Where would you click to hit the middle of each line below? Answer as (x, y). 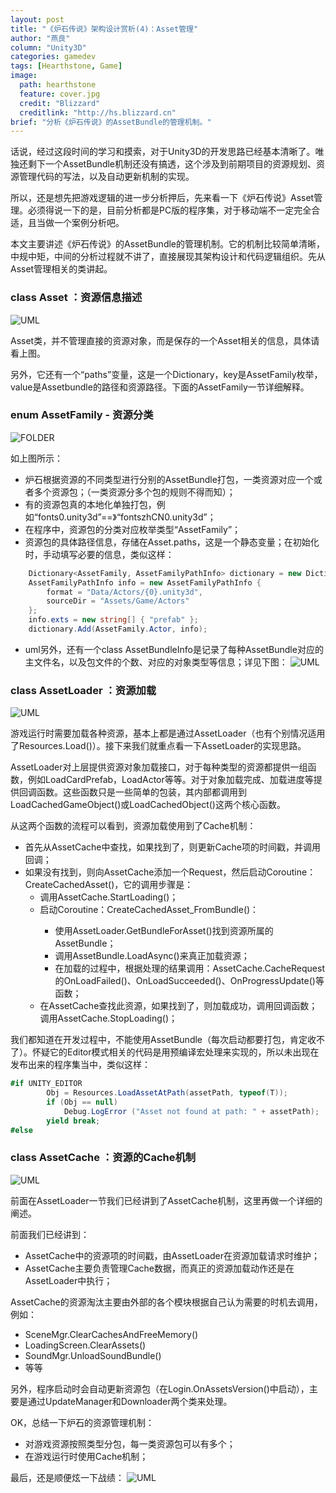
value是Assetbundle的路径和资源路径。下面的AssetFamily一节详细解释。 (160, 387)
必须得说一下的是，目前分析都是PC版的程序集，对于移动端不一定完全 (169, 210)
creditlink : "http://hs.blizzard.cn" (98, 112)
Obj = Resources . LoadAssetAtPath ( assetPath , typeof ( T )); (167, 1093)
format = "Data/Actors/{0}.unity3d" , (124, 592)
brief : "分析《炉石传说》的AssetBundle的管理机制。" (111, 122)
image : (24, 76)
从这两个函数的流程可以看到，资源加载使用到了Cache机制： (133, 826)
